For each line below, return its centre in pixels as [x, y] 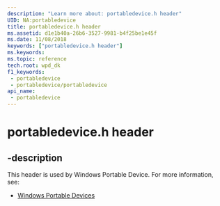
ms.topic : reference [37, 59]
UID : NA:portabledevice [42, 20]
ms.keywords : [26, 53]
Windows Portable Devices [56, 195]
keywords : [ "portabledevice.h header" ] [65, 46]
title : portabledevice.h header [54, 26]
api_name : [22, 91]
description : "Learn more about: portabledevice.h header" [95, 14]
